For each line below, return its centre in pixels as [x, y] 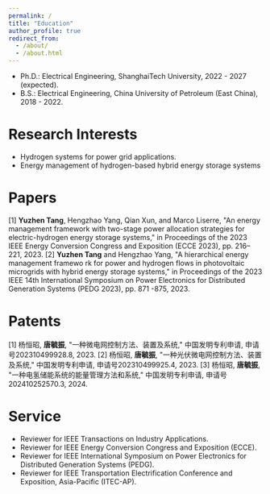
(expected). [39, 85]
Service [35, 417]
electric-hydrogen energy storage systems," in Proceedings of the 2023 [128, 237]
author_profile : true [45, 31]
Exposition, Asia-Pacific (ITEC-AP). [78, 481]
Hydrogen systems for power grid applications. [98, 156]
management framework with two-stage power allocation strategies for [127, 228]
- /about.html [39, 53]
